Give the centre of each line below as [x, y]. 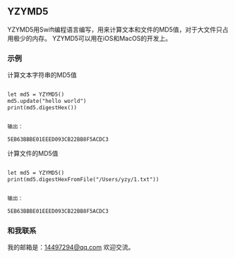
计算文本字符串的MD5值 [42, 75]
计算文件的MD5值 [33, 154]
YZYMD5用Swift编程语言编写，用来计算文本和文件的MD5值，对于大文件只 [115, 29]
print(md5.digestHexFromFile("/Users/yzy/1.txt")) [83, 180]
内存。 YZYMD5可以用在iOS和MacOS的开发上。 [102, 38]
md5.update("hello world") [47, 101]
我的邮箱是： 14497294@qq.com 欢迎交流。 [71, 247]
